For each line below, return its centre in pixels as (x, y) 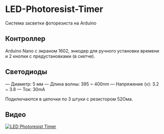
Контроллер (25, 39)
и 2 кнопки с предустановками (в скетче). (50, 56)
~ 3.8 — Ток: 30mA (25, 89)
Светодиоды (26, 72)
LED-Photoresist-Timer (54, 9)
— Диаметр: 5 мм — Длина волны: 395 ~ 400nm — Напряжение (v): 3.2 (82, 84)
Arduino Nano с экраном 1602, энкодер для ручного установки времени (82, 50)
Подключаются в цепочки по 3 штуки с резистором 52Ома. (69, 99)
